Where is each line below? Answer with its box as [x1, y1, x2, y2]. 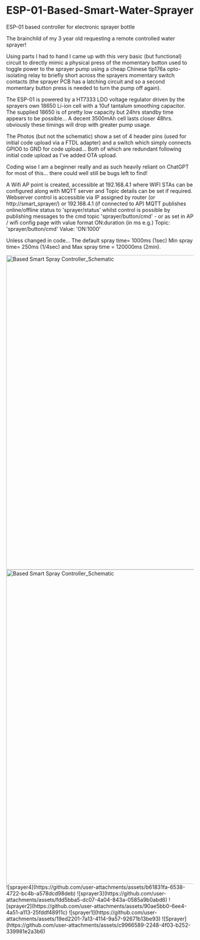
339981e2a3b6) [6, 927, 46, 935]
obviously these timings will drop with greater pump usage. [6, 121, 151, 128]
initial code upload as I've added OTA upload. [6, 151, 117, 158]
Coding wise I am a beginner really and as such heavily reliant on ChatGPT [6, 163, 189, 170]
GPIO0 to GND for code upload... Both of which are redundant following [6, 145, 182, 152]
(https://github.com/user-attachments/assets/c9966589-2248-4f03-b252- [6, 921, 191, 929]
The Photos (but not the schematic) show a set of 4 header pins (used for [6, 132, 187, 140]
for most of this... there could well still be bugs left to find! [6, 169, 148, 176]
